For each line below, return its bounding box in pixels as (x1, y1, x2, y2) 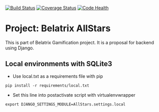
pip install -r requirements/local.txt (5, 83, 90, 88)
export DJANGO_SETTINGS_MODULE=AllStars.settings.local (5, 102, 126, 107)
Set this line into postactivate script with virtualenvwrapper (12, 92, 136, 98)
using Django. (5, 45, 34, 51)
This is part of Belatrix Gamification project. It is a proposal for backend (5, 39, 154, 45)
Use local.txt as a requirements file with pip (12, 73, 103, 79)
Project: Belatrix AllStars (5, 23, 111, 34)
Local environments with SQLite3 (5, 60, 112, 68)
